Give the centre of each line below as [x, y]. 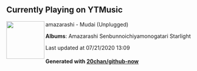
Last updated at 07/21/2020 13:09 [88, 48]
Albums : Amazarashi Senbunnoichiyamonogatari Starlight [118, 36]
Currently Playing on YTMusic [64, 10]
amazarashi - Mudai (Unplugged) [87, 24]
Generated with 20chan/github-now [92, 61]
